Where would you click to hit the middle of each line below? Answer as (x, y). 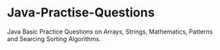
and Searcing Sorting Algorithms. (54, 38)
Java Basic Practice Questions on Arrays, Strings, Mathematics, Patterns (110, 32)
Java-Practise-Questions (81, 13)
